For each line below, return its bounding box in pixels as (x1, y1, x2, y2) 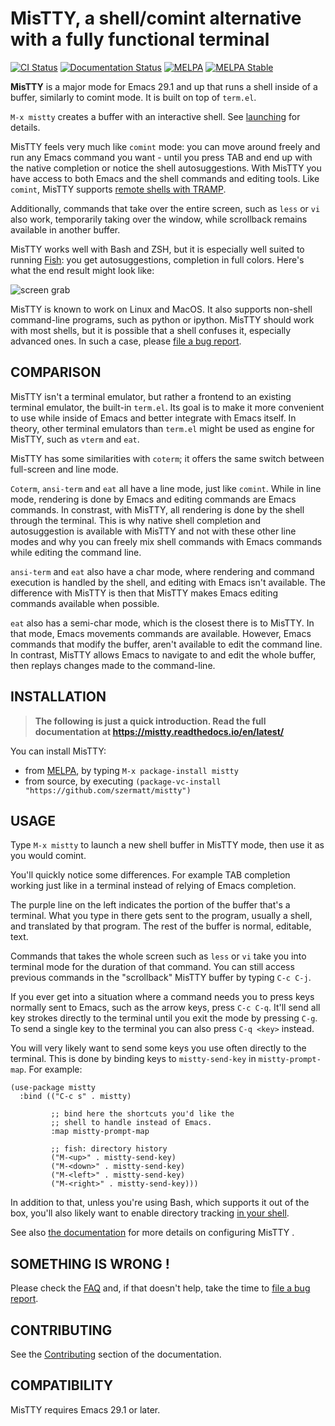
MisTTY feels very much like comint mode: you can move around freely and (10, 140, 321, 152)
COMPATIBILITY (10, 1377, 113, 1394)
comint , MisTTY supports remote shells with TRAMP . (10, 183, 227, 195)
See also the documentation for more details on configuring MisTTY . (10, 1227, 295, 1239)
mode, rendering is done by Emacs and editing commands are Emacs (10, 493, 297, 505)
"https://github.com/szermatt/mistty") (24, 785, 192, 796)
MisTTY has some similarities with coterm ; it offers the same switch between (10, 452, 325, 464)
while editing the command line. (10, 546, 142, 558)
